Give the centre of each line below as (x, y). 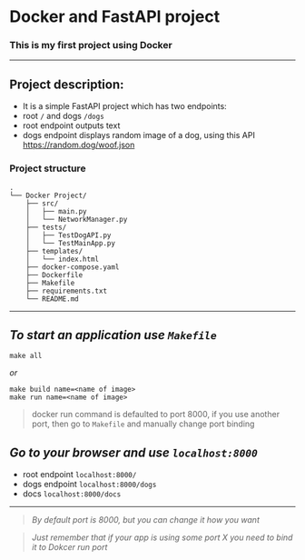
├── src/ (42, 203)
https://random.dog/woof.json (79, 145)
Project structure (48, 168)
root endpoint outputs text (71, 125)
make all (26, 356)
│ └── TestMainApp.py (71, 243)
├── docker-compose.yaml (73, 267)
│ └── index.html (63, 259)
